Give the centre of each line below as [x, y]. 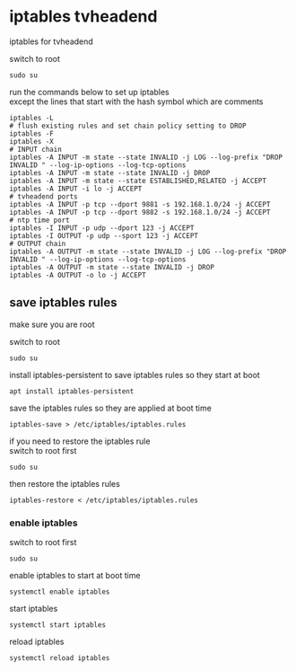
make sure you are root [52, 324]
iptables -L [31, 118]
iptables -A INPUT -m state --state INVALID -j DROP [110, 172]
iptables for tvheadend [52, 41]
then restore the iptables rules [65, 483]
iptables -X [31, 141]
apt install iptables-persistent [72, 391]
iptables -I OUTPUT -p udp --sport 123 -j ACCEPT [104, 235]
